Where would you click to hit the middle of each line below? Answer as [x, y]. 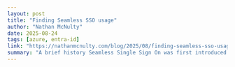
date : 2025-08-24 [33, 33]
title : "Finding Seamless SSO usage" [62, 20]
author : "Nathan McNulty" [45, 27]
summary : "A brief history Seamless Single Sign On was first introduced [117, 53]
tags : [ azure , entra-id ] [43, 40]
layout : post [26, 14]
